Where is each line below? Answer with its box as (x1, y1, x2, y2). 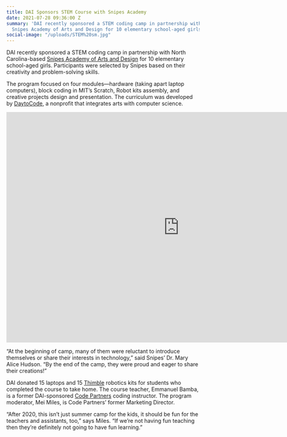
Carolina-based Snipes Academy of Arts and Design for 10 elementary (6, 55, 184, 63)
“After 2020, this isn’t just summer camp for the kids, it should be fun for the (6, 411, 199, 418)
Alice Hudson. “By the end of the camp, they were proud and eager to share (6, 361, 199, 368)
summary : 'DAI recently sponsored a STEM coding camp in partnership (6, 20, 188, 26)
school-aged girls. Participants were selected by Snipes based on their (6, 62, 186, 69)
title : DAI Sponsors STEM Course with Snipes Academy (6, 9, 147, 15)
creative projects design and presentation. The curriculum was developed (6, 93, 193, 101)
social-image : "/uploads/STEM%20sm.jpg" (6, 32, 112, 38)
